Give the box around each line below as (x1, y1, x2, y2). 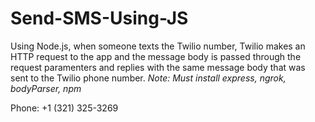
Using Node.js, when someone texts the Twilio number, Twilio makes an (10, 40, 306, 52)
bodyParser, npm (10, 82, 82, 94)
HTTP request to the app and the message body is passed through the (10, 50, 302, 62)
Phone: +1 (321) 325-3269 (10, 102, 119, 114)
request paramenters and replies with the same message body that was (10, 61, 306, 73)
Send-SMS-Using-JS (10, 7, 189, 30)
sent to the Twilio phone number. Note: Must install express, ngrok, (10, 72, 287, 84)
